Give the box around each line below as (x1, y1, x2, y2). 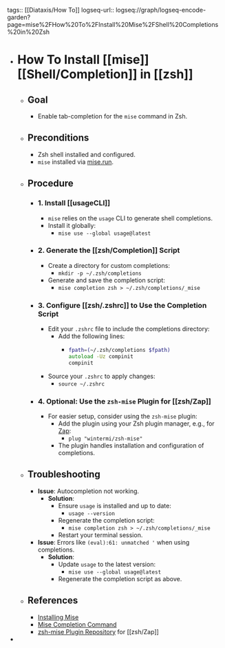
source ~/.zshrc (58, 380, 105, 388)
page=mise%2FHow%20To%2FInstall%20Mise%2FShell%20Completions (7, 21, 219, 28)
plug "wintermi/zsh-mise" (68, 435, 143, 443)
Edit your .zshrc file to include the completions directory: (47, 325, 210, 333)
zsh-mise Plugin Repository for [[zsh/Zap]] (37, 627, 160, 636)
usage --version (68, 510, 116, 517)
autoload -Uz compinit (68, 353, 134, 360)
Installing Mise (37, 613, 79, 621)
